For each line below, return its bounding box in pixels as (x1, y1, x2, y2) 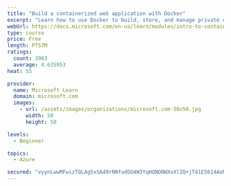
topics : (7, 149, 30, 157)
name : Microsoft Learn (13, 87, 78, 94)
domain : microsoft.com (13, 93, 78, 100)
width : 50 (25, 112, 54, 119)
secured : (7, 169, 32, 176)
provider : (7, 80, 36, 87)
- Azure (13, 156, 36, 163)
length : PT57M (7, 42, 48, 49)
